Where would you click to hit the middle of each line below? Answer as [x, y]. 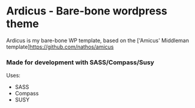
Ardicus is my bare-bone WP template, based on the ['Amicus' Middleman [97, 40]
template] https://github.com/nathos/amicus [60, 47]
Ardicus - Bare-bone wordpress [87, 11]
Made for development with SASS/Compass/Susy [80, 62]
